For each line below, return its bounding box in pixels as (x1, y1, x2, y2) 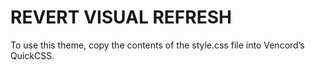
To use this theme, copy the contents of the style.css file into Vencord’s (10, 39, 305, 51)
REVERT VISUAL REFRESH (10, 6, 232, 29)
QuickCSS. (10, 49, 55, 61)
